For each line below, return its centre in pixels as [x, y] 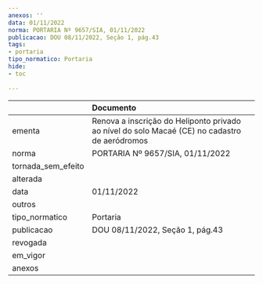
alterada [27, 179]
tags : [17, 45]
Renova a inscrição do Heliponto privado [166, 121]
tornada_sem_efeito [48, 166]
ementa [26, 130]
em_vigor [29, 255]
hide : [17, 67]
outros [24, 204]
